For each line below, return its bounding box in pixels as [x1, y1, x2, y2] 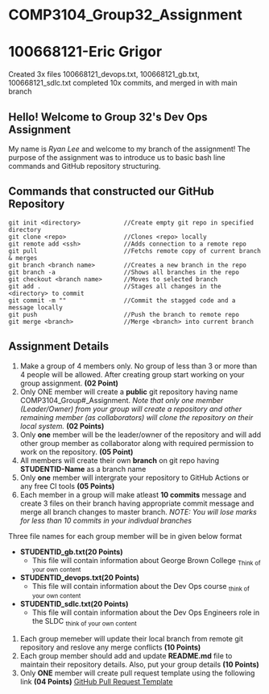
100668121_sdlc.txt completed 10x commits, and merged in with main [8, 78, 238, 88]
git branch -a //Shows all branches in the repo [8, 268, 240, 276]
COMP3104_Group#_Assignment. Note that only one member [19, 395, 224, 405]
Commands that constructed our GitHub [8, 184, 215, 199]
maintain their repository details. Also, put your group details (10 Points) [19, 659, 259, 669]
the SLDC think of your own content [31, 616, 137, 628]
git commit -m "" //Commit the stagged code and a [8, 297, 236, 305]
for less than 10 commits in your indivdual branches [19, 515, 192, 525]
